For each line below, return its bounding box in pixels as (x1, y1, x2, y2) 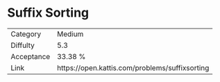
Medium (56, 29, 84, 39)
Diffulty (10, 40, 35, 50)
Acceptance (10, 51, 51, 61)
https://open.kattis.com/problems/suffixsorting (56, 63, 210, 72)
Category (10, 29, 42, 39)
